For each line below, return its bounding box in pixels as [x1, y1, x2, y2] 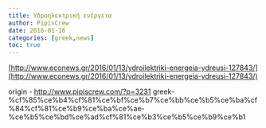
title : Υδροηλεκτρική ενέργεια [8, 11, 112, 20]
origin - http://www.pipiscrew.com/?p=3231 [8, 87, 151, 96]
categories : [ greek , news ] [8, 33, 94, 42]
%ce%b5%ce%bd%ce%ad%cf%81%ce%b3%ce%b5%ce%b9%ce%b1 [8, 112, 246, 122]
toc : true [8, 41, 41, 49]
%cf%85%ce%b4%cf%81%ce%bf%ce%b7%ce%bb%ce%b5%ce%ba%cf [8, 95, 257, 105]
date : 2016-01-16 [8, 26, 66, 34]
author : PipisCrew [8, 19, 69, 27]
